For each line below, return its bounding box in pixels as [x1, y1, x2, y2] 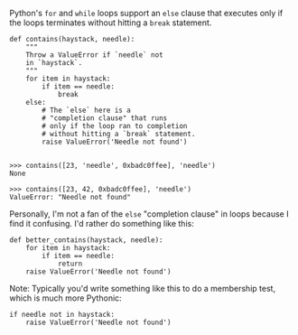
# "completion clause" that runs [42, 114, 168, 123]
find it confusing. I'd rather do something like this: [9, 219, 194, 228]
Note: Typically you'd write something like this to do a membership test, [9, 284, 276, 293]
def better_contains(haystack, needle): [9, 236, 164, 245]
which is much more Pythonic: [9, 293, 122, 303]
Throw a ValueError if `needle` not [25, 51, 164, 60]
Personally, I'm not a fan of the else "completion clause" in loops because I [9, 209, 289, 219]
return [57, 259, 83, 268]
